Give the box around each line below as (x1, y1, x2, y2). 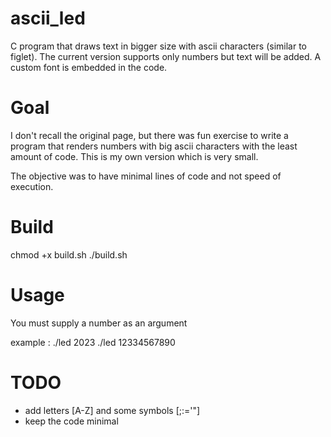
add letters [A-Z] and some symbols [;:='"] (24, 404, 201, 416)
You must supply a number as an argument (10, 317, 188, 329)
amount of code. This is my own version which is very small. (10, 150, 259, 162)
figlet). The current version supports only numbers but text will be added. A (10, 50, 322, 62)
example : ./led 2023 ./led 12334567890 (10, 336, 176, 348)
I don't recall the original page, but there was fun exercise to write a (10, 129, 289, 141)
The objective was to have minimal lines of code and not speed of (10, 170, 282, 182)
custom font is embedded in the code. (10, 61, 168, 73)
